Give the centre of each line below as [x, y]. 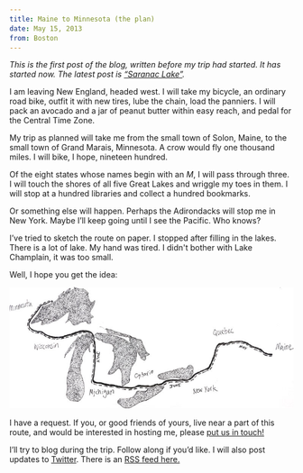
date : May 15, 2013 [46, 28]
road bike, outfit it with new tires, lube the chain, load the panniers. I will [143, 101]
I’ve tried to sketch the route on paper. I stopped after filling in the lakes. [143, 238]
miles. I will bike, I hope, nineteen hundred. [89, 157]
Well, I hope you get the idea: [64, 275]
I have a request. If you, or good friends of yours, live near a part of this [142, 423]
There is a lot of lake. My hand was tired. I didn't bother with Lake [131, 248]
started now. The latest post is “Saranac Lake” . [97, 74]
